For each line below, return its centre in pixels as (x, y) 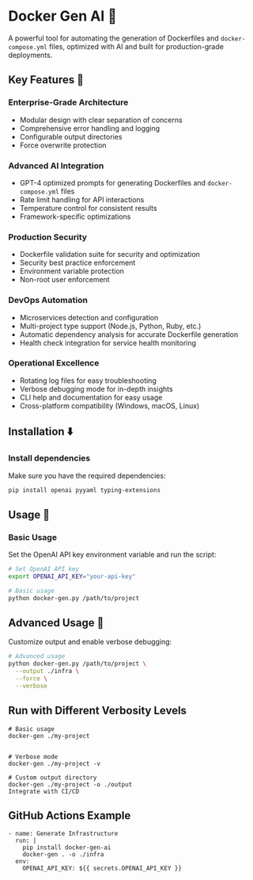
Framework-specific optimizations (75, 216)
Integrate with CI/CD (44, 791)
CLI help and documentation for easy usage (91, 397)
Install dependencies (49, 458)
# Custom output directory (53, 777)
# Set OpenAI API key (44, 569)
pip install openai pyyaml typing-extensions (84, 490)
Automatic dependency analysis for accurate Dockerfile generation (129, 334)
